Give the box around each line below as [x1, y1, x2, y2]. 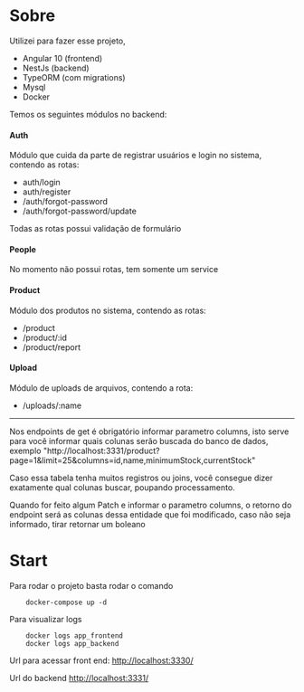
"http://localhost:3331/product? [43, 445, 160, 456]
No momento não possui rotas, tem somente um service [9, 264, 219, 275]
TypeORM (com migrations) [22, 71, 126, 82]
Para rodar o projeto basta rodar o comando [9, 580, 174, 591]
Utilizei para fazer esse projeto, [9, 35, 127, 46]
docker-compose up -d [25, 598, 107, 607]
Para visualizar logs [9, 613, 83, 624]
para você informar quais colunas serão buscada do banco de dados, [9, 435, 269, 446]
